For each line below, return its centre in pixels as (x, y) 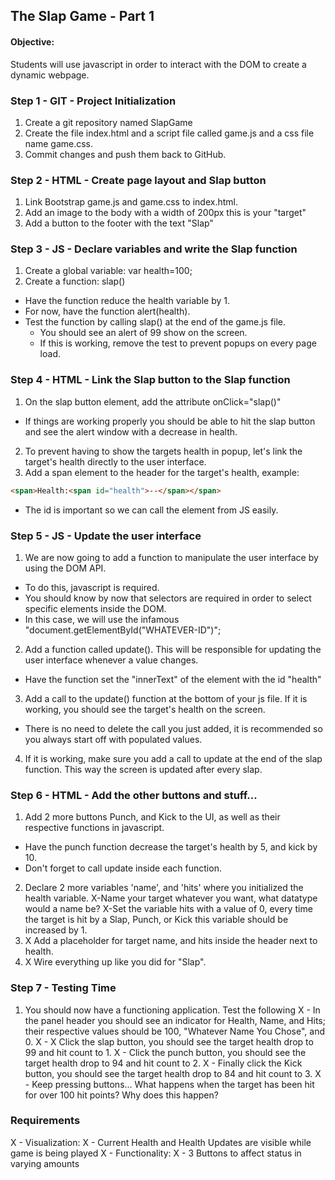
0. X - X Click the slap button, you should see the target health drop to (169, 1041)
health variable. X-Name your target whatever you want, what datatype (171, 898)
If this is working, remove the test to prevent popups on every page (178, 343)
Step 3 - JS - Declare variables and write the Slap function (154, 249)
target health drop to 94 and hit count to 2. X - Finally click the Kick (163, 1063)
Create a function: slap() (75, 281)
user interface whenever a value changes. (111, 660)
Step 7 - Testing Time (63, 988)
